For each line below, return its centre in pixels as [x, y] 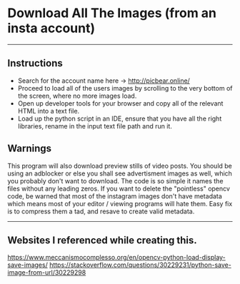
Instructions [35, 63]
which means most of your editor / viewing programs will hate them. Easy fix [120, 203]
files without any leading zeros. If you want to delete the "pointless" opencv [119, 188]
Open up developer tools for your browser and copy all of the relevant [120, 103]
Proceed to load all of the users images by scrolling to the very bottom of [125, 88]
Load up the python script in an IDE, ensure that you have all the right [120, 118]
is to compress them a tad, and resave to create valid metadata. [101, 211]
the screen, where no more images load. [77, 96]
